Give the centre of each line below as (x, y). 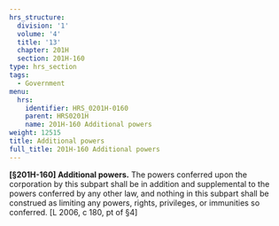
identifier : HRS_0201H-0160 (77, 108)
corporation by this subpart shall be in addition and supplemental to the (139, 183)
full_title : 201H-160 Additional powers (85, 149)
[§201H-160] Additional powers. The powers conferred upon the (128, 175)
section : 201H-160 (51, 58)
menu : (19, 91)
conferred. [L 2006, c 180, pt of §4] (74, 212)
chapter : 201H (43, 51)
